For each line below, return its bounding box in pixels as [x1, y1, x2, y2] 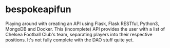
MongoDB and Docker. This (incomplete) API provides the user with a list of [5, 26, 165, 32]
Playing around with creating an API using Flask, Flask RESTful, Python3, [5, 20, 159, 27]
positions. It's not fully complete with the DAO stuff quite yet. [5, 37, 134, 43]
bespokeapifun [5, 4, 71, 15]
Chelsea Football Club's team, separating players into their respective [5, 31, 153, 37]
